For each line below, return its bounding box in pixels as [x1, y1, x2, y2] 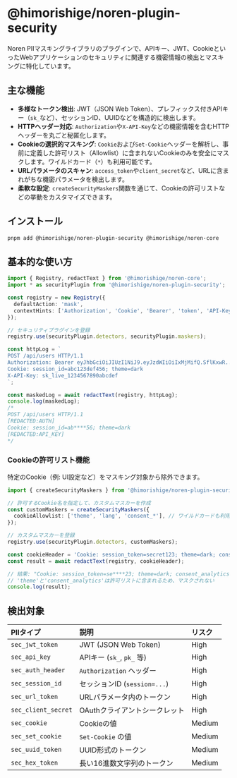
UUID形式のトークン [79, 746, 147, 755]
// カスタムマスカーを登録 [7, 532, 75, 539]
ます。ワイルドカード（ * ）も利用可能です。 [30, 157, 157, 166]
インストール [7, 215, 63, 227]
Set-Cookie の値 [79, 732, 132, 742]
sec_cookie [11, 719, 47, 727]
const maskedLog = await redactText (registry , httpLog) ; [7, 391, 178, 399]
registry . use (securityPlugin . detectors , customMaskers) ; [7, 538, 178, 546]
